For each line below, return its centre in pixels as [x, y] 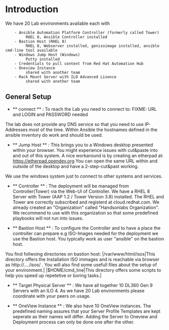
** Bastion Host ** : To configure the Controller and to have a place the [87, 228]
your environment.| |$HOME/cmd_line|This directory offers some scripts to [83, 270]
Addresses [16, 130]
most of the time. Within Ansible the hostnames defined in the [93, 130]
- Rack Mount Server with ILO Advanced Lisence [65, 77]
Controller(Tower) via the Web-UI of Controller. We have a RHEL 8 [81, 191]
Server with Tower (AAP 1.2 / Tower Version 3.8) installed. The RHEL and [88, 196]
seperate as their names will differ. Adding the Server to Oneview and [85, 316]
